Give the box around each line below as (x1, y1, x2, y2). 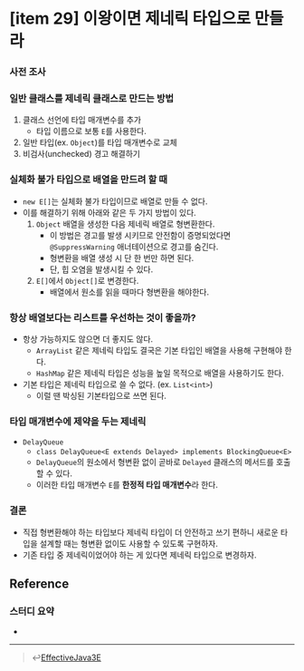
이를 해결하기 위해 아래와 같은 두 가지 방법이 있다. (22, 207, 196, 218)
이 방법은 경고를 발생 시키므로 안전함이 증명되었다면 (49, 229, 232, 240)
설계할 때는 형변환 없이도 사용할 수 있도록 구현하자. (39, 538, 219, 549)
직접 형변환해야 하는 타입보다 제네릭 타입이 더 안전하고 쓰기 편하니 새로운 (22, 527, 279, 538)
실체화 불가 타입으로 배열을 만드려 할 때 (9, 173, 168, 186)
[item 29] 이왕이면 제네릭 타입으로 (9, 8, 252, 29)
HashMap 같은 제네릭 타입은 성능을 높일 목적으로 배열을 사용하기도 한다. (35, 368, 284, 378)
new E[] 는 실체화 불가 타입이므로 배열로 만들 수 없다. (22, 196, 208, 207)
